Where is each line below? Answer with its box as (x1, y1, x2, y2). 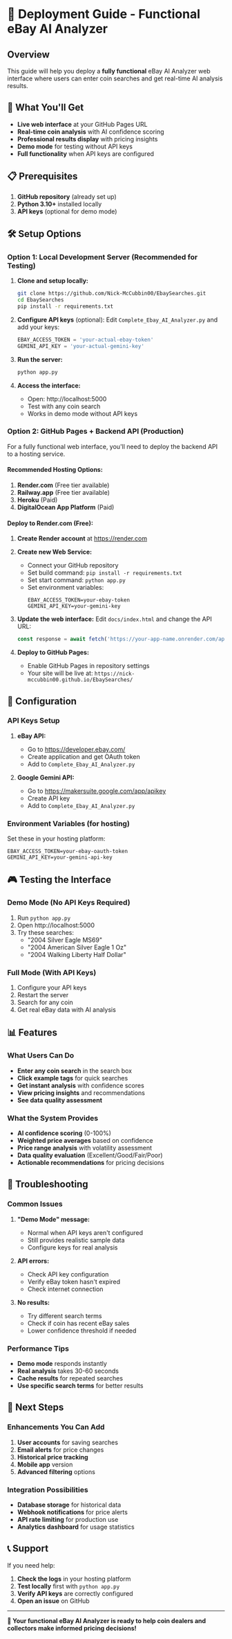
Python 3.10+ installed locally (17, 200, 102, 208)
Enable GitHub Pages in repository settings (27, 662, 150, 670)
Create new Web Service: (17, 547, 93, 556)
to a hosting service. (7, 450, 66, 458)
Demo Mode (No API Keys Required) (7, 897, 130, 907)
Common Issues (7, 1199, 64, 1209)
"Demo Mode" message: (17, 1215, 90, 1223)
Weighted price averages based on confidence (17, 1137, 153, 1145)
